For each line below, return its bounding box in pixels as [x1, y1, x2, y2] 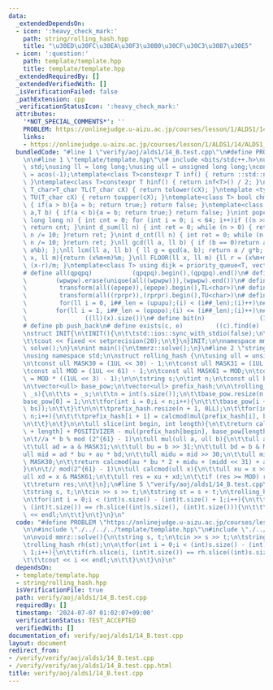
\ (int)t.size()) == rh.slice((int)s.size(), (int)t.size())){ [23, 503, 242, 511]
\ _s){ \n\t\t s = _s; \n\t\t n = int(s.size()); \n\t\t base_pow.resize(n [23, 389, 264, 398]
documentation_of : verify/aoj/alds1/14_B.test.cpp [8, 631, 184, 640]
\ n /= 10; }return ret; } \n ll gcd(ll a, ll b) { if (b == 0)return [23, 239, 260, 247]
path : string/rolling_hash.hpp [23, 34, 129, 43]
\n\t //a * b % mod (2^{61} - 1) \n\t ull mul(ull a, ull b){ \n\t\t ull [23, 435, 260, 443]
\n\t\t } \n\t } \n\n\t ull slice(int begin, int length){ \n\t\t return [23, 420, 253, 428]
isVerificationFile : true [15, 586, 104, 594]
